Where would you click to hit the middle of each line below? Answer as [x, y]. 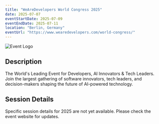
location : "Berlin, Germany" [35, 28]
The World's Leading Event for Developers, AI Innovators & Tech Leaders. [80, 74]
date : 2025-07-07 [23, 14]
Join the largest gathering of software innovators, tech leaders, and [73, 78]
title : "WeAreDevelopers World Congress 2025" [54, 10]
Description [23, 62]
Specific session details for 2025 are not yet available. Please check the [78, 111]
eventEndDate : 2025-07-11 [32, 23]
